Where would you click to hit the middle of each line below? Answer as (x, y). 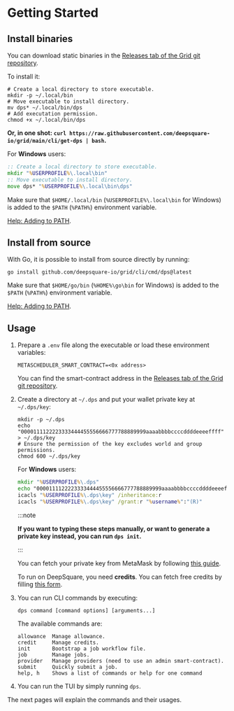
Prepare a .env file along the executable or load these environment (113, 345)
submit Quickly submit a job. (67, 667)
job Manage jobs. (53, 655)
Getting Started (53, 13)
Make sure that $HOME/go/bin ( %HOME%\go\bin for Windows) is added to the (113, 286)
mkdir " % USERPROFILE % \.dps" (58, 482)
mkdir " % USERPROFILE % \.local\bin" (58, 173)
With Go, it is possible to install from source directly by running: (98, 260)
